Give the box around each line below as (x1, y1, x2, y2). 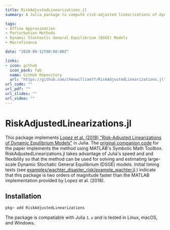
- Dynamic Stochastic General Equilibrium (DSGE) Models (5, 35, 128, 40)
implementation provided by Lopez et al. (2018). (5, 177, 105, 183)
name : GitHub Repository (10, 72, 62, 77)
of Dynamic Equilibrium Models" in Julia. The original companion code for (5, 140, 159, 146)
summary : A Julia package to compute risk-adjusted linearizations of (5, 12, 157, 17)
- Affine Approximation (5, 26, 56, 31)
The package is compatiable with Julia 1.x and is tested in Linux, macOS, (5, 214, 158, 220)
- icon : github (5, 63, 37, 68)
